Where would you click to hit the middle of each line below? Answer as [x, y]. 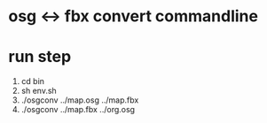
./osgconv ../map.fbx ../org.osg [78, 110]
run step [40, 57]
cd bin [33, 81]
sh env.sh [39, 91]
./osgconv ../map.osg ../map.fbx [80, 100]
